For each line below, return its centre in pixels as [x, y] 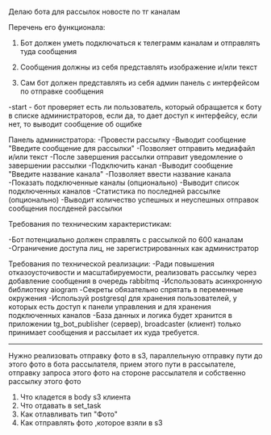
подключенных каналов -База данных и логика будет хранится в [120, 315]
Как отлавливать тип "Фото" [69, 414]
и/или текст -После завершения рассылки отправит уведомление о [126, 157]
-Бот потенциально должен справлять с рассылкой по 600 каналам [126, 240]
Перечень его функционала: [57, 27]
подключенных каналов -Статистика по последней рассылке [115, 191]
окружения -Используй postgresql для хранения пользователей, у [123, 298]
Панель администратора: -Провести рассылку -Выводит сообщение [127, 140]
